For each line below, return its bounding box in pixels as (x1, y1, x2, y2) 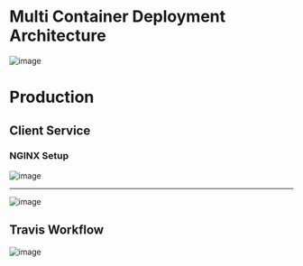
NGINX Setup (9, 150, 69, 162)
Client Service (9, 123, 91, 138)
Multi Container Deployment (9, 6, 226, 27)
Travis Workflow (9, 223, 105, 238)
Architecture (9, 25, 106, 46)
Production (9, 87, 95, 107)
